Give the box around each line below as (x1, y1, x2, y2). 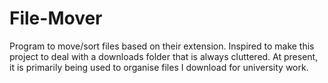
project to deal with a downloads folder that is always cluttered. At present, (9, 50, 319, 62)
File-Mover (9, 7, 103, 30)
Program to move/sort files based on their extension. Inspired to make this (9, 40, 315, 52)
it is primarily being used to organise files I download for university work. (9, 61, 309, 73)
